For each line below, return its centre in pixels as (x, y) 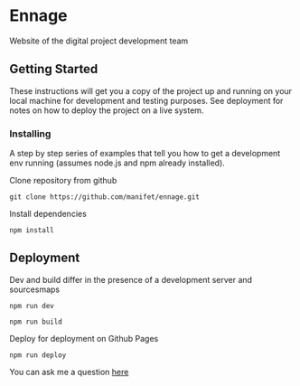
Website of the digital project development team (99, 41)
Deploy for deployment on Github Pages (84, 338)
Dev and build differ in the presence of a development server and (131, 279)
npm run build (36, 322)
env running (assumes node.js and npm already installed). (117, 163)
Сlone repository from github (63, 181)
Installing (30, 134)
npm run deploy (38, 355)
